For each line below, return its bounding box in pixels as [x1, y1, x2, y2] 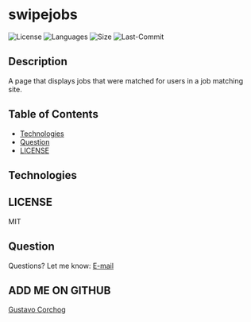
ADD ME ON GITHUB [8, 284, 111, 297]
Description [8, 55, 68, 68]
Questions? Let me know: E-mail [8, 261, 114, 270]
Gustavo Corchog [8, 305, 66, 315]
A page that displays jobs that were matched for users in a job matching [8, 76, 244, 85]
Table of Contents [8, 107, 99, 121]
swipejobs [8, 6, 78, 24]
